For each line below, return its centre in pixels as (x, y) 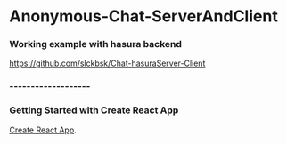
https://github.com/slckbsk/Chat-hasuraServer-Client (107, 63)
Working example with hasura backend (96, 44)
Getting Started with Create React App (94, 110)
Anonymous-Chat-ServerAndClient (143, 16)
